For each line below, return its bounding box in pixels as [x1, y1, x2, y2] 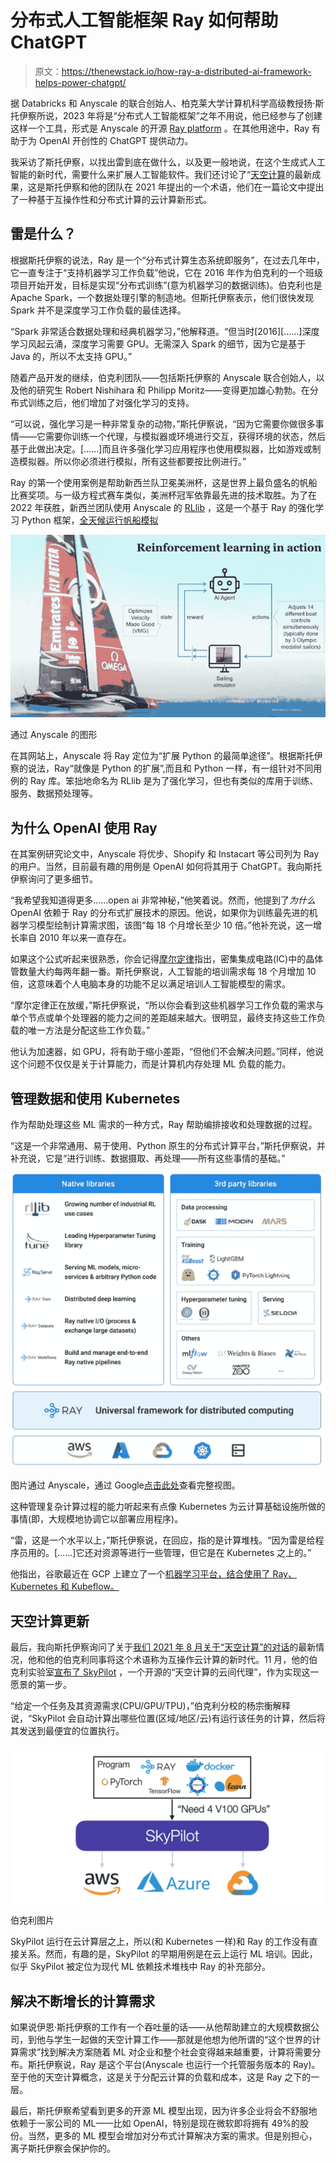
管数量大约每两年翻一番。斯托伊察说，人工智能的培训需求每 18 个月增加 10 [10, 966, 317, 978]
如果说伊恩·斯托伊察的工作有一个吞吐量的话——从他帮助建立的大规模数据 [10, 2021, 312, 2033]
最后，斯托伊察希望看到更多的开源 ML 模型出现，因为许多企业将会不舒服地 [10, 2104, 318, 2116]
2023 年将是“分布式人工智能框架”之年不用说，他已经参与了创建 [62, 109, 323, 121]
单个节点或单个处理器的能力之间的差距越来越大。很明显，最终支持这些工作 [10, 1012, 317, 1024]
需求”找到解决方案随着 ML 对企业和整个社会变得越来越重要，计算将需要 [18, 2046, 313, 2058]
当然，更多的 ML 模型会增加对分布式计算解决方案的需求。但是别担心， [27, 2129, 318, 2141]
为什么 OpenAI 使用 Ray [10, 819, 158, 836]
